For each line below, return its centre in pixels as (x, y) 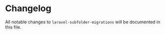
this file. (13, 27)
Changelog (28, 8)
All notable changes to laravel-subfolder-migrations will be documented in (83, 22)
